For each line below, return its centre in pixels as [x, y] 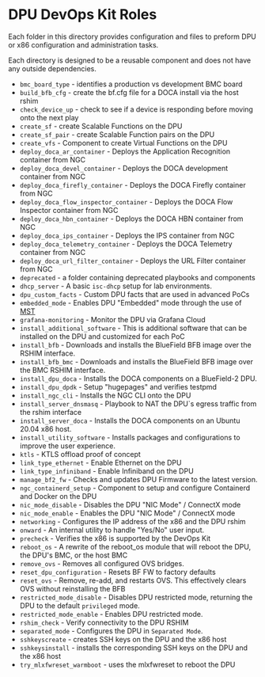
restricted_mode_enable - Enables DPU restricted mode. [111, 614]
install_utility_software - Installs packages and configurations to [130, 437]
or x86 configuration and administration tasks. [83, 44]
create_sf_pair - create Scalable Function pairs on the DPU [117, 134]
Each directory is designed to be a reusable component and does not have [130, 60]
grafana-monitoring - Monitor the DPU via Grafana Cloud [112, 319]
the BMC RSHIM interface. [62, 370]
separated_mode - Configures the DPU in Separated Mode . [111, 630]
